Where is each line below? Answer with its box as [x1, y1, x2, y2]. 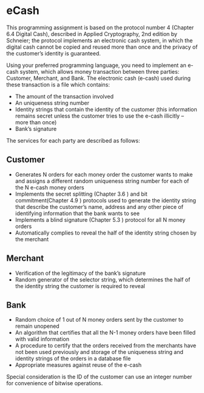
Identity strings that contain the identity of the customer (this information [15, 105, 197, 113]
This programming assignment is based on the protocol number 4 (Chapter [6, 24, 194, 31]
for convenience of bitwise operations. [6, 380, 103, 387]
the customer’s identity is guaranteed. [6, 49, 101, 57]
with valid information [15, 336, 70, 343]
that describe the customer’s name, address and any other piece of [15, 203, 184, 210]
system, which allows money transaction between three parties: [19, 68, 180, 75]
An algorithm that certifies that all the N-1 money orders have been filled [15, 329, 196, 336]
